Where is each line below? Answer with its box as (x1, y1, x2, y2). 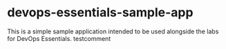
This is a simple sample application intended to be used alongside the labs (7, 27, 219, 35)
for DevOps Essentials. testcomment (7, 34, 111, 42)
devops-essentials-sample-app (7, 5, 194, 20)
